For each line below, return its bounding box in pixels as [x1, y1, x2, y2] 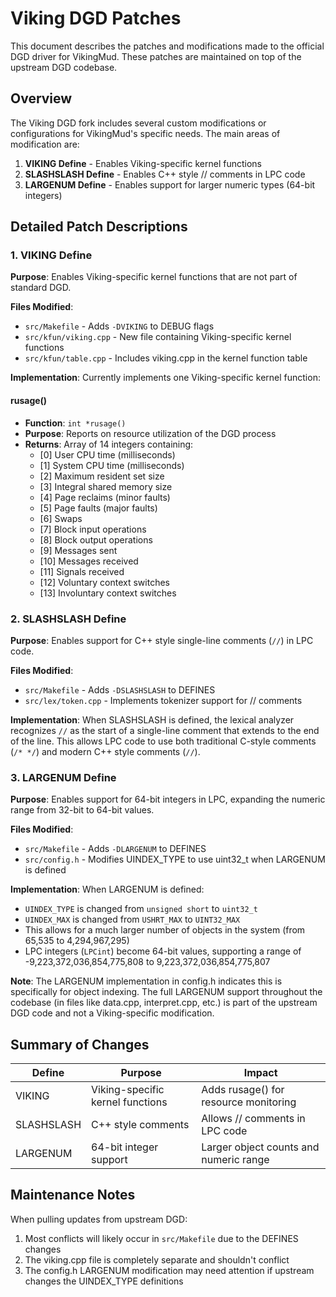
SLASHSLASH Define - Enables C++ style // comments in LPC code [24, 168, 306, 180]
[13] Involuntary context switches [39, 587, 177, 599]
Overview [10, 90, 73, 107]
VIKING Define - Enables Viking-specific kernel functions [24, 157, 262, 169]
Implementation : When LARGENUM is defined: [10, 883, 205, 896]
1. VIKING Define [10, 248, 93, 262]
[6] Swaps [39, 512, 83, 524]
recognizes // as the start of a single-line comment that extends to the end [10, 724, 320, 736]
